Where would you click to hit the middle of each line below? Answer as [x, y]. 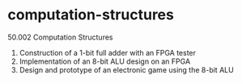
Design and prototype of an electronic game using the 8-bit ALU [126, 69]
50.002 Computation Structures [60, 37]
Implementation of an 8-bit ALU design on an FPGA [105, 61]
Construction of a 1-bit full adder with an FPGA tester [107, 52]
